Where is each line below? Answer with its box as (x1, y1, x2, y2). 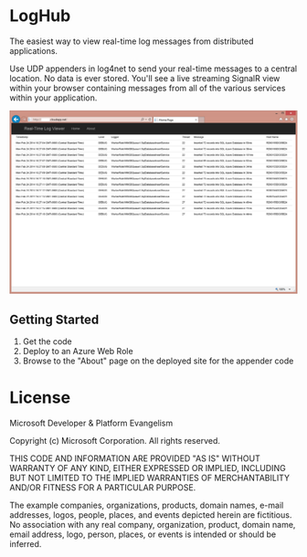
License (9, 387, 71, 408)
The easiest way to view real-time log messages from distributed (9, 36, 254, 47)
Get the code (22, 336, 73, 347)
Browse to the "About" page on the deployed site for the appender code (22, 355, 294, 366)
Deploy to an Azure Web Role (22, 346, 134, 357)
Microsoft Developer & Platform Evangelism (9, 417, 174, 429)
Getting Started (9, 311, 100, 327)
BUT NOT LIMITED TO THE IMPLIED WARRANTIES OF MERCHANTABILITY (9, 472, 291, 484)
